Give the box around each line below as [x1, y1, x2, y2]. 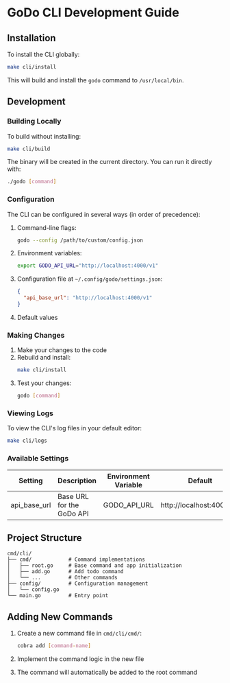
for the [57, 500, 79, 509]
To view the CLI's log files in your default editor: [7, 424, 142, 432]
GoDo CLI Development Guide [7, 5, 179, 21]
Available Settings [7, 454, 69, 463]
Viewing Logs [7, 408, 53, 418]
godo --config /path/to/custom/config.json [16, 237, 144, 244]
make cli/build [7, 146, 51, 152]
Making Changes [7, 330, 65, 340]
